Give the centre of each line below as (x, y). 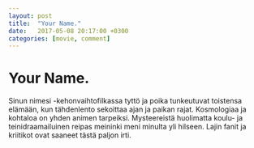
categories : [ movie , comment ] (60, 38)
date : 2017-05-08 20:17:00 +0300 (69, 31)
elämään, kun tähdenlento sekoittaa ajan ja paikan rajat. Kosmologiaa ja (127, 109)
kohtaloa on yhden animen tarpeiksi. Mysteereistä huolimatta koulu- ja (126, 118)
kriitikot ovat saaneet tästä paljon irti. (70, 135)
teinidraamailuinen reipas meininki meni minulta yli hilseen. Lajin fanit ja (127, 127)
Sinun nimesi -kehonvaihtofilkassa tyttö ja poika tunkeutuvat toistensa (125, 101)
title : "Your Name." (45, 23)
